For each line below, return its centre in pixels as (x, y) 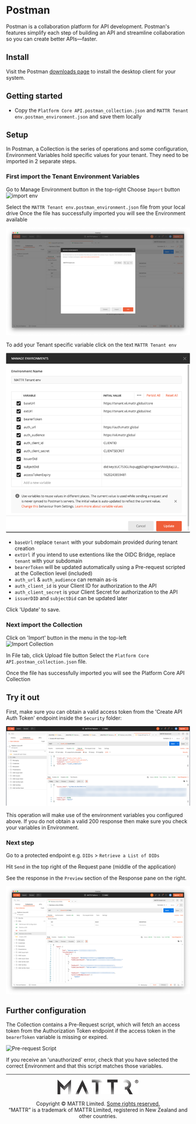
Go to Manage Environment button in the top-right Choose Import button (93, 189)
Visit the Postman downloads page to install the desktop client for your (91, 71)
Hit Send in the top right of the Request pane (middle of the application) (91, 867)
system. (15, 77)
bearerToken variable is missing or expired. (57, 1037)
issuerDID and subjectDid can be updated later (71, 598)
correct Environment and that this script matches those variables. (85, 1066)
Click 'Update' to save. (33, 609)
